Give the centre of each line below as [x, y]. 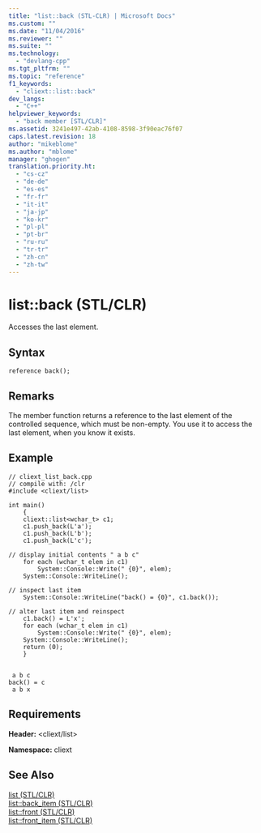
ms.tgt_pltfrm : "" [39, 69]
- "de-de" [32, 182]
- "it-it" [32, 204]
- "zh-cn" [32, 257]
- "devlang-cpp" [43, 62]
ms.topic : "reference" [47, 76]
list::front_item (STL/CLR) [51, 820]
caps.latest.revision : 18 [52, 136]
